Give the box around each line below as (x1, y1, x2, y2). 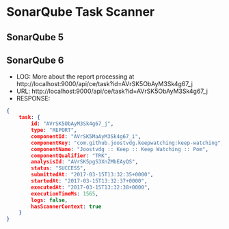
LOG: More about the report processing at (16, 72, 135, 81)
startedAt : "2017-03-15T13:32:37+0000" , (31, 178, 148, 185)
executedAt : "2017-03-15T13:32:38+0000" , (31, 184, 151, 191)
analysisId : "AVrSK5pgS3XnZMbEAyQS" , (31, 159, 138, 165)
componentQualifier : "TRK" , (31, 152, 111, 159)
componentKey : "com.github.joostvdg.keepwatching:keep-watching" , (31, 139, 224, 146)
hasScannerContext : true (31, 203, 102, 210)
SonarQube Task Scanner (6, 4, 155, 20)
